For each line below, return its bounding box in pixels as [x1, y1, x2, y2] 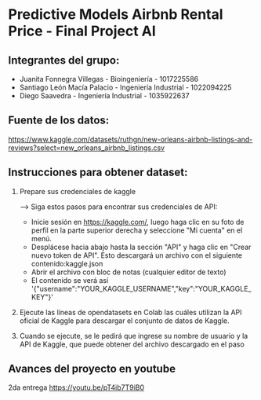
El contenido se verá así [31, 275, 109, 284]
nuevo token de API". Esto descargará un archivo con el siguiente [31, 250, 243, 260]
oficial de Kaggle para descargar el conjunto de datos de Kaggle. [19, 316, 230, 325]
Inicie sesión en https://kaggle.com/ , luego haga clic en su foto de [31, 217, 245, 226]
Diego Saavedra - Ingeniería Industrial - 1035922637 [19, 91, 190, 100]
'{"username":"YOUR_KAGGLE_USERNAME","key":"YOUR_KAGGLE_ [31, 284, 252, 293]
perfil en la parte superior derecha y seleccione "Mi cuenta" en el [31, 226, 243, 235]
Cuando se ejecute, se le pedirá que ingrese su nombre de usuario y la [19, 331, 248, 340]
